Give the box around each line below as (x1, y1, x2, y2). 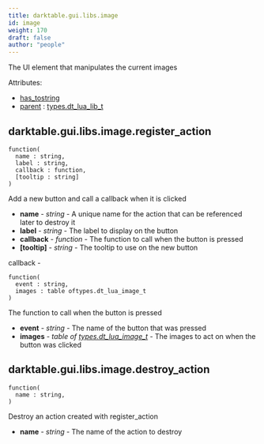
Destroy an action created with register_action (8, 412, 158, 421)
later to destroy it (19, 217, 76, 227)
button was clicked (19, 340, 81, 349)
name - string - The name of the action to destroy (19, 427, 183, 436)
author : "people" (8, 41, 66, 49)
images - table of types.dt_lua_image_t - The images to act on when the (19, 331, 256, 341)
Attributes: (8, 78, 43, 88)
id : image (8, 19, 41, 27)
